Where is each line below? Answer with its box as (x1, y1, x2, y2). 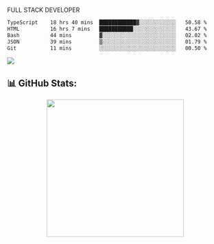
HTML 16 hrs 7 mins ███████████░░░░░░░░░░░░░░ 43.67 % (7, 25, 207, 32)
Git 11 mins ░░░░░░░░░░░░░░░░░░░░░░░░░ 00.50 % (7, 45, 207, 52)
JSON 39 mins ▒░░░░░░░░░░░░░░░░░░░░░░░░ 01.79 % (7, 38, 207, 45)
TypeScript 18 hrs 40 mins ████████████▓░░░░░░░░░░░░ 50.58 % (7, 19, 207, 26)
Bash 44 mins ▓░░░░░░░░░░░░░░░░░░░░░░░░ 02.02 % (7, 32, 207, 38)
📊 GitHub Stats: (7, 77, 78, 89)
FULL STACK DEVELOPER (7, 6, 80, 14)
